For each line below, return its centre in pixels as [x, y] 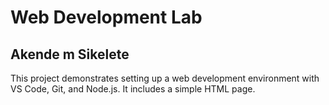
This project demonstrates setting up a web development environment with [165, 78]
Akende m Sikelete [70, 54]
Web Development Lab [106, 17]
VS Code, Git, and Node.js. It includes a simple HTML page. [133, 89]
